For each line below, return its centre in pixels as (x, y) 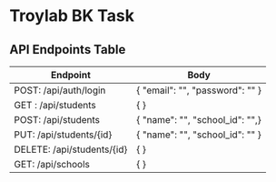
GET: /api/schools (52, 164)
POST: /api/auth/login (60, 90)
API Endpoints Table (68, 50)
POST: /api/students (57, 120)
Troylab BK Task (72, 16)
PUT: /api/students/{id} (63, 135)
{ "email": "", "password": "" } (198, 90)
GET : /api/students (55, 105)
